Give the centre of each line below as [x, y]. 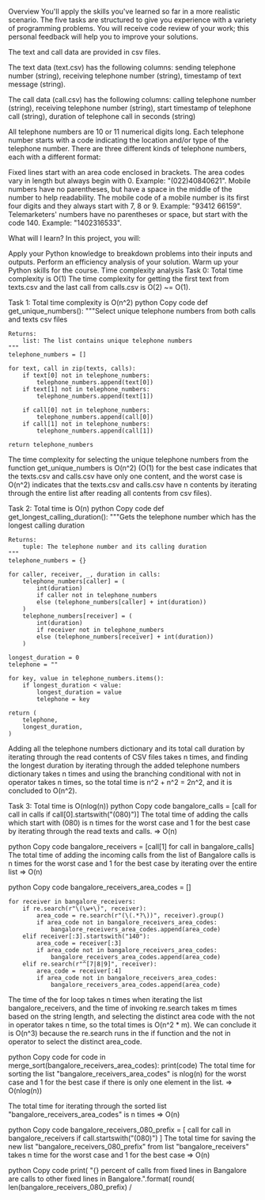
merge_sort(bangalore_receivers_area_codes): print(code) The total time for [132, 1065]
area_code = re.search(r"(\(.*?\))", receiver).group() [131, 916]
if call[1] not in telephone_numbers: [86, 424]
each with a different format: [55, 157]
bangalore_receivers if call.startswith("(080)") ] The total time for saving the [132, 1138]
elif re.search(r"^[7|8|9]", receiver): [90, 964]
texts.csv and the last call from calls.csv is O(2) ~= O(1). [100, 287]
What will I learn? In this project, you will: [74, 238]
